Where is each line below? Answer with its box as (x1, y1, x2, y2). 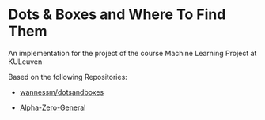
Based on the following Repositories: (8, 72, 128, 81)
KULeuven (8, 57, 43, 66)
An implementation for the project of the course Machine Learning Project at (8, 48, 257, 58)
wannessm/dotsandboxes (19, 87, 104, 96)
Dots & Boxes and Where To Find (8, 6, 226, 24)
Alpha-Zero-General (19, 103, 86, 112)
